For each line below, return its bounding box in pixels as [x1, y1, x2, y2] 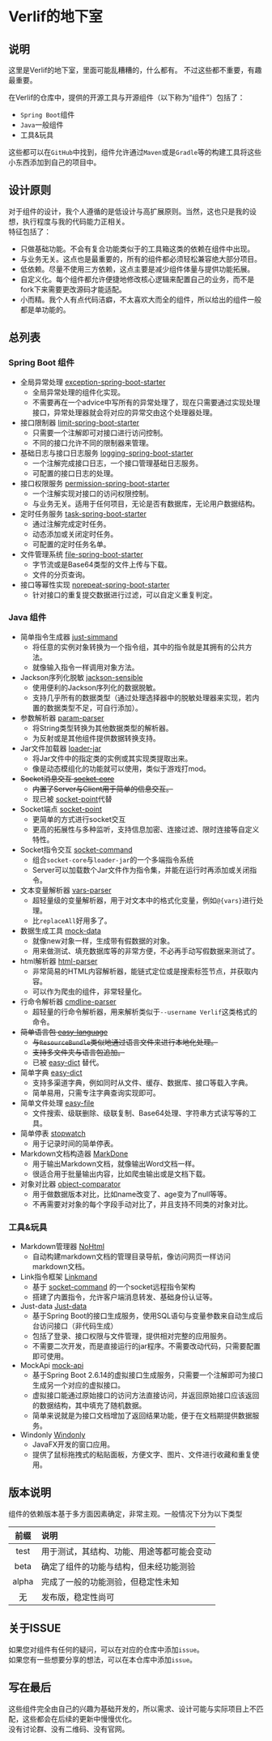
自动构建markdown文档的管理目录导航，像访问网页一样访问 [32, 1251, 232, 1261]
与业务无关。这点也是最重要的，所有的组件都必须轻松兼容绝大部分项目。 [19, 254, 261, 263]
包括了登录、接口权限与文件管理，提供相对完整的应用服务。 [32, 1331, 232, 1341]
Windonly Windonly [19, 1430, 86, 1439]
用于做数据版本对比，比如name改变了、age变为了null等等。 [32, 1189, 232, 1199]
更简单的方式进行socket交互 [32, 814, 126, 823]
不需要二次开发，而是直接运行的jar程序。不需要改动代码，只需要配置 [32, 1341, 261, 1351]
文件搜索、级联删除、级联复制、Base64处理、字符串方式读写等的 [32, 1108, 249, 1118]
